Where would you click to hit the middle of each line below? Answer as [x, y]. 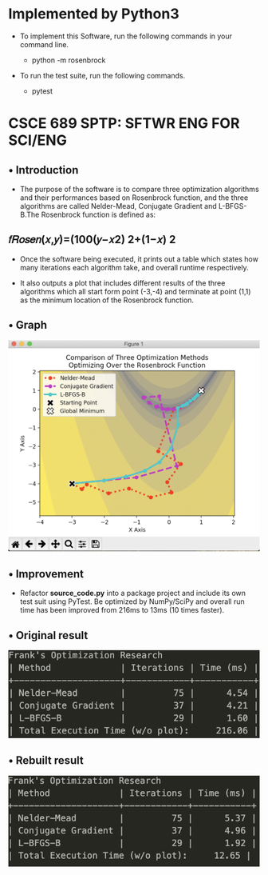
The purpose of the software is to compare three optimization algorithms [139, 189]
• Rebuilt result [46, 761]
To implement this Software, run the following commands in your [126, 36]
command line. [44, 44]
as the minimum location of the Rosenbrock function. [106, 300]
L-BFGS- [233, 206]
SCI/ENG [38, 140]
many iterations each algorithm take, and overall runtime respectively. [134, 267]
